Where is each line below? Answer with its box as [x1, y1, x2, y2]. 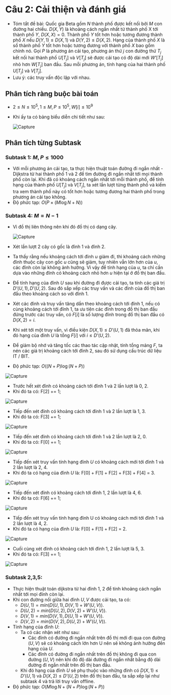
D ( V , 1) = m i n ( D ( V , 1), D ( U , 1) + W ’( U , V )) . [20, 612, 104, 619]
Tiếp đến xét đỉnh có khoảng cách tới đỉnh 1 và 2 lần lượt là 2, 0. [12, 434, 147, 440]
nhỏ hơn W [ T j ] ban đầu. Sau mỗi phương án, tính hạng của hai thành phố [12, 61, 166, 69]
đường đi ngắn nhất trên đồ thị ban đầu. [28, 662, 112, 668]
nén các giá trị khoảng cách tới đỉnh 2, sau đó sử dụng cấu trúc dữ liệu [12, 347, 162, 354]
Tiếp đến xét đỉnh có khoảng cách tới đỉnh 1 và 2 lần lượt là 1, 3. [12, 408, 146, 415]
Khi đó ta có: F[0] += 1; [12, 439, 61, 445]
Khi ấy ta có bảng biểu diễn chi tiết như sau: [12, 114, 106, 120]
